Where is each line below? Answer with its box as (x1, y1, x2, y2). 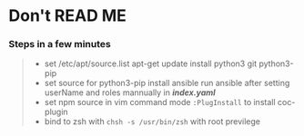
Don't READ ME (8, 5, 127, 26)
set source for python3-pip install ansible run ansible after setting (44, 78, 290, 89)
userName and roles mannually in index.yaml (44, 87, 216, 98)
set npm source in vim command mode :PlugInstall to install (44, 97, 276, 108)
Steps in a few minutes (8, 38, 111, 51)
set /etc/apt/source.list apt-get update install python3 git (44, 58, 257, 69)
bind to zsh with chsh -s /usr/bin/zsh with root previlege (44, 116, 261, 127)
